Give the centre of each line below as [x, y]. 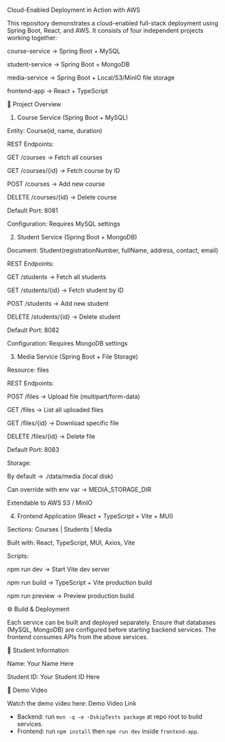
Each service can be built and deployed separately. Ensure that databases [111, 622]
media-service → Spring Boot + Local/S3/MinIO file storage [91, 77]
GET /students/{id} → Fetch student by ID [66, 290]
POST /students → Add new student [58, 303]
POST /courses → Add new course [56, 184]
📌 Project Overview [34, 104]
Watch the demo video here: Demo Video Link [72, 703]
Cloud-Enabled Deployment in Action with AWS [74, 10]
